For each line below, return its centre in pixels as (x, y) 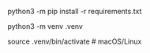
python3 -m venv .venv (45, 26)
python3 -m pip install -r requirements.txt (75, 11)
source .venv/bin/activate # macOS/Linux (75, 41)
